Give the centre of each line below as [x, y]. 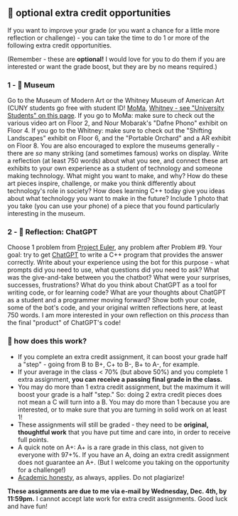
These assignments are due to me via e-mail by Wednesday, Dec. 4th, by [117, 491]
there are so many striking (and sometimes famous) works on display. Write [118, 153]
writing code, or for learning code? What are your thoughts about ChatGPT [117, 292]
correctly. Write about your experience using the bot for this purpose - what [118, 263]
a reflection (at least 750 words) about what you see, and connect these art [118, 161]
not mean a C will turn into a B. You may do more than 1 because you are [124, 402]
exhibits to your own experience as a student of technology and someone [115, 168]
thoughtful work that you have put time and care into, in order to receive [124, 432]
